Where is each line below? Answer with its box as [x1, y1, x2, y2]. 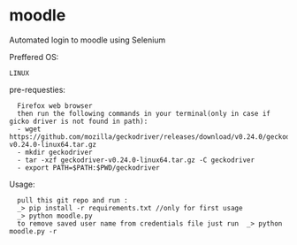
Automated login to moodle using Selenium [9, 34, 166, 45]
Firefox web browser [17, 101, 93, 111]
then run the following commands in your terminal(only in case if [17, 109, 271, 118]
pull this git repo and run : [17, 195, 128, 204]
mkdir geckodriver [25, 148, 93, 157]
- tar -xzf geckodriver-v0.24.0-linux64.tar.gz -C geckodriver [17, 156, 255, 165]
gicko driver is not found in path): [9, 117, 148, 126]
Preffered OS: [9, 51, 59, 62]
